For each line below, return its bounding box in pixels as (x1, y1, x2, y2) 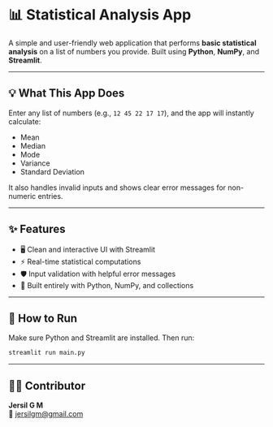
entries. (37, 191, 63, 201)
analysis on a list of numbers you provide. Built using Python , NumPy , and (8, 46, 260, 56)
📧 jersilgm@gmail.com (8, 409, 84, 419)
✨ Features (8, 222, 66, 236)
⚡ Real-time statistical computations (19, 257, 141, 266)
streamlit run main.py (8, 349, 85, 357)
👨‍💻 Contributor (8, 378, 86, 393)
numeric (8, 191, 37, 201)
